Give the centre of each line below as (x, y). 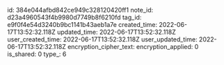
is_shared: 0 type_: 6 (37, 54)
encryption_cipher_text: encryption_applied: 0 (133, 47)
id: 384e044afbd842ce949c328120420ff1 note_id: (80, 10)
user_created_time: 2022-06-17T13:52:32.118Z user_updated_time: (102, 39)
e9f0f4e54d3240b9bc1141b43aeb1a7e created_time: (82, 25)
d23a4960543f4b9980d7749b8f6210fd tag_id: (74, 17)
